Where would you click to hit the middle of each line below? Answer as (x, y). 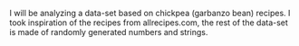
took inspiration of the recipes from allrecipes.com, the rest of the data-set (149, 23)
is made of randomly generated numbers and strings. (109, 32)
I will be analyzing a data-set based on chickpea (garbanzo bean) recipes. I (150, 13)
